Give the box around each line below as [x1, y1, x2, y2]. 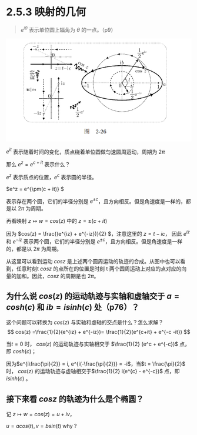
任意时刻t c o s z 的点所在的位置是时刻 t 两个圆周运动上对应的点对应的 [16, 265, 182, 272]
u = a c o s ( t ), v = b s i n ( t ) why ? [6, 423, 77, 430]
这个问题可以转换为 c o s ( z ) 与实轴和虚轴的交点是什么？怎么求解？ [6, 319, 163, 326]
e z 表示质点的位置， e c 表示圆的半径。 [6, 173, 98, 180]
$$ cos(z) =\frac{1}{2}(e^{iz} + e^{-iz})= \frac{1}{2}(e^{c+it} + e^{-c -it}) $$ [7, 329, 191, 336]
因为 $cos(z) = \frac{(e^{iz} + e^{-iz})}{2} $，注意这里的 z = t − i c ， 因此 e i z [6, 229, 190, 237]
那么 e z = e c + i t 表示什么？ [6, 160, 71, 168]
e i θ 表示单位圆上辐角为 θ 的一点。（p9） [20, 25, 116, 33]
